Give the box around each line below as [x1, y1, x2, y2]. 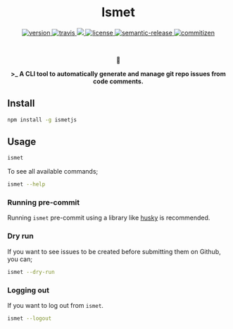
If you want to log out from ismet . [7, 301, 104, 309]
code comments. [92, 77, 144, 85]
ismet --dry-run [7, 268, 55, 275]
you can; [7, 255, 33, 263]
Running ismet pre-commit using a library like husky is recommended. [7, 213, 210, 222]
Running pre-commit [7, 198, 80, 208]
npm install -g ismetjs [7, 116, 77, 124]
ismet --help [7, 181, 46, 188]
